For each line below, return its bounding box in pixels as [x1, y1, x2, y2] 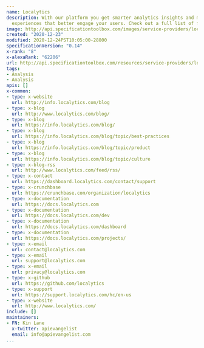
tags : [6, 65, 20, 72]
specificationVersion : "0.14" [6, 43, 83, 49]
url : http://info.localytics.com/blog [12, 99, 110, 105]
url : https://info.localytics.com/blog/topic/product [12, 144, 151, 151]
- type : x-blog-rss [6, 162, 56, 168]
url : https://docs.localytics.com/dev [12, 212, 110, 219]
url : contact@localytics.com [12, 246, 86, 252]
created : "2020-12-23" [6, 32, 64, 38]
